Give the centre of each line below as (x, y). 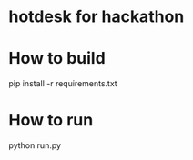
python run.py (35, 145)
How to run (51, 120)
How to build (57, 59)
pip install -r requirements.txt (63, 84)
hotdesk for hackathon (96, 17)
